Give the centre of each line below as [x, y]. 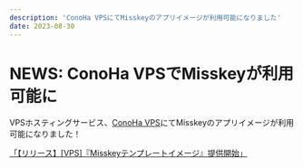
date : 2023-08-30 [42, 26]
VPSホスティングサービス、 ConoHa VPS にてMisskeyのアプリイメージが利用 [152, 123]
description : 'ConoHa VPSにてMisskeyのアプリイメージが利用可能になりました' [145, 18]
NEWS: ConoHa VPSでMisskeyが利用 [151, 74]
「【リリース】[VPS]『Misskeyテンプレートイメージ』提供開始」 [128, 153]
